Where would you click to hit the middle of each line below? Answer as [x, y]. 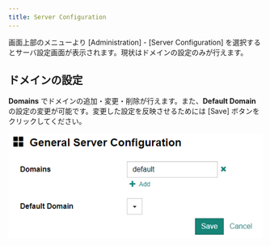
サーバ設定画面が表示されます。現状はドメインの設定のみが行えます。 [131, 52]
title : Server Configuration [57, 17]
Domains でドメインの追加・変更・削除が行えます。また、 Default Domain [132, 101]
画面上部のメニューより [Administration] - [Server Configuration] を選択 [128, 42]
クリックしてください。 [47, 121]
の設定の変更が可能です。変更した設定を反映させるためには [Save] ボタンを [134, 111]
